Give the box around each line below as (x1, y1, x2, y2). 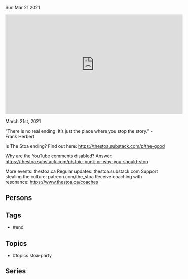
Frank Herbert (5, 134, 34, 139)
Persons (5, 193, 32, 202)
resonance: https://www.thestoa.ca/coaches (5, 179, 98, 185)
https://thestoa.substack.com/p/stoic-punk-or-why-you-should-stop (5, 158, 148, 164)
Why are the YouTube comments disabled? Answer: (5, 153, 113, 159)
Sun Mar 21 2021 (5, 5, 40, 10)
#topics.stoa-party (12, 253, 52, 259)
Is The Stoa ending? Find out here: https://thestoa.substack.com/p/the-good (5, 143, 165, 149)
